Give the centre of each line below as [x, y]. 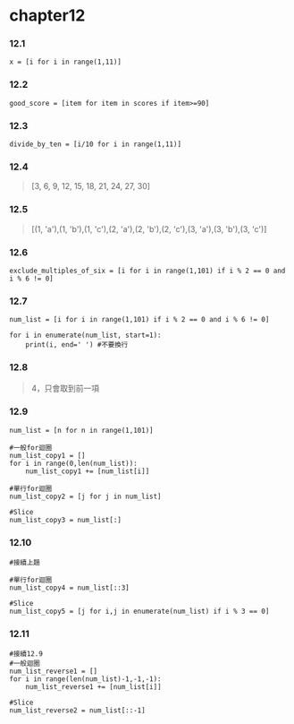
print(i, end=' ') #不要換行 [77, 345]
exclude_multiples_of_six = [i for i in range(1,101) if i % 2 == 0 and [147, 271]
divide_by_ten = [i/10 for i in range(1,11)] [95, 144]
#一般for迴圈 [31, 448]
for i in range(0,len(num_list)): [74, 463]
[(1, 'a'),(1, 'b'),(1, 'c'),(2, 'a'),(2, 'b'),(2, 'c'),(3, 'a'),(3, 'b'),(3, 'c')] [149, 228]
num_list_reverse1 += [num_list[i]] [94, 687]
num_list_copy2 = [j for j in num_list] [86, 496]
